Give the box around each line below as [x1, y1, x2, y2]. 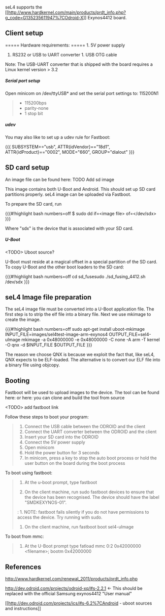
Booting [5, 376, 30, 385]
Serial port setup [5, 78, 40, 84]
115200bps [24, 100, 47, 106]
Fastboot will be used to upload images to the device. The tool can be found [5, 390, 160, 396]
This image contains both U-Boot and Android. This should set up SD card [5, 186, 156, 192]
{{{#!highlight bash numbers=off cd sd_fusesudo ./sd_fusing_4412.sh [5, 273, 146, 279]
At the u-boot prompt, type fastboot [24, 480, 98, 485]
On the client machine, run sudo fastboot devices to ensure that [24, 489, 154, 495]
